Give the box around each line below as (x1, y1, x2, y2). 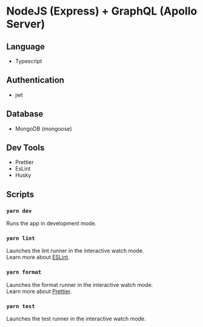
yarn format (6, 269, 42, 276)
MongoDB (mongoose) (15, 125, 73, 132)
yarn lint (6, 235, 35, 242)
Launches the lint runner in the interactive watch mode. (6, 247, 144, 255)
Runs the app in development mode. (6, 220, 97, 227)
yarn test (6, 303, 35, 309)
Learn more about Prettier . (6, 287, 72, 295)
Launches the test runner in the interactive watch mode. (6, 315, 147, 323)
